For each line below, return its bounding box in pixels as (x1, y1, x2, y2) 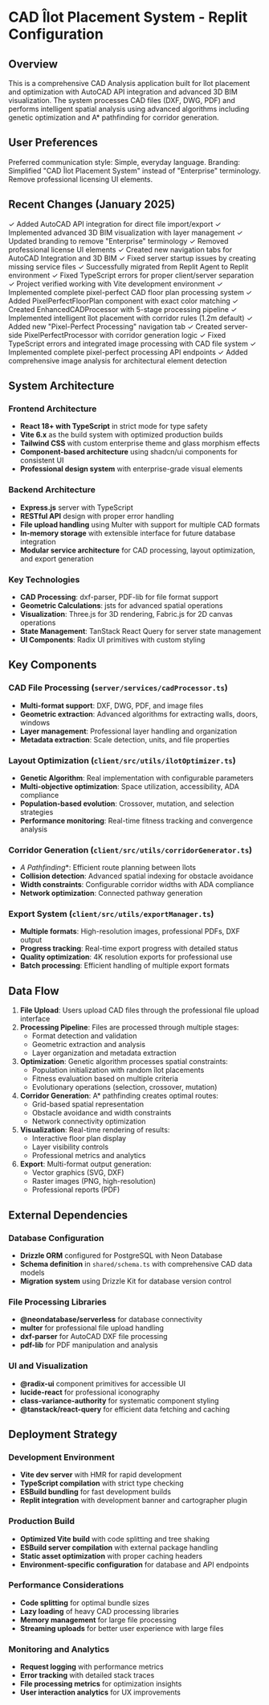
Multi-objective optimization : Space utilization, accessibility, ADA (19, 781, 239, 791)
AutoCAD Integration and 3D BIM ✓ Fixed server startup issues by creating (8, 253, 256, 263)
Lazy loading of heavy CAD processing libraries (19, 1606, 179, 1616)
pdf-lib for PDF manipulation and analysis (19, 1340, 158, 1350)
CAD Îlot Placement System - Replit (8, 8, 248, 27)
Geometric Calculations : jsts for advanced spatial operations (19, 600, 223, 610)
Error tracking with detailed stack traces (19, 1670, 155, 1680)
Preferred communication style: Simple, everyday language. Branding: (8, 157, 241, 166)
